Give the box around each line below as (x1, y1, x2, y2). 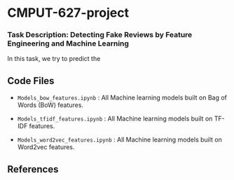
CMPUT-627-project (7, 5, 130, 21)
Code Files (7, 75, 55, 87)
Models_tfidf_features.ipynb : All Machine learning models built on (17, 114, 213, 123)
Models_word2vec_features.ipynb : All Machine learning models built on (17, 135, 223, 144)
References (7, 163, 59, 175)
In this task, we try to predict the (7, 55, 101, 63)
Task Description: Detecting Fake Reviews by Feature (7, 30, 193, 40)
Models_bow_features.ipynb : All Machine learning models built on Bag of (17, 93, 228, 102)
